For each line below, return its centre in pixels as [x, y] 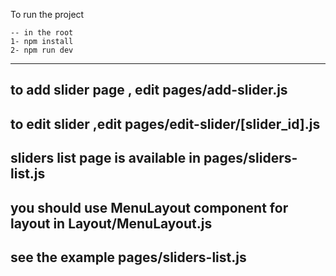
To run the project [47, 14]
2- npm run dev [42, 50]
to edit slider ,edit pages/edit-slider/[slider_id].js [165, 124]
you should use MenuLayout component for [149, 207]
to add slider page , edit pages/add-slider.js [149, 90]
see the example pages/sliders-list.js [128, 257]
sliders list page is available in [105, 158]
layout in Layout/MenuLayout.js [111, 223]
